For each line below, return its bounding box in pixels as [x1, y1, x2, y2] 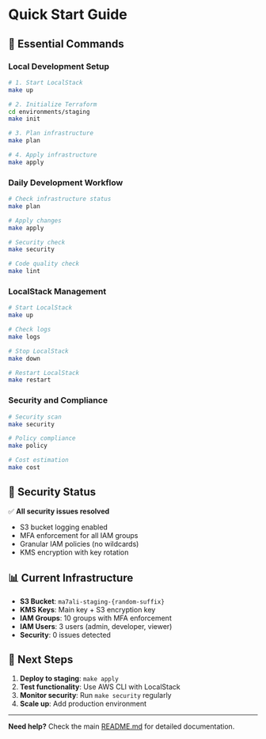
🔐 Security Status [8, 485, 97, 499]
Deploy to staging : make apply [19, 674, 119, 684]
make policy [8, 442, 47, 450]
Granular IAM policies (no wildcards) [19, 539, 139, 548]
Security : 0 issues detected [19, 630, 111, 639]
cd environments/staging [8, 108, 90, 116]
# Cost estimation [8, 457, 69, 464]
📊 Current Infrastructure [8, 571, 134, 585]
